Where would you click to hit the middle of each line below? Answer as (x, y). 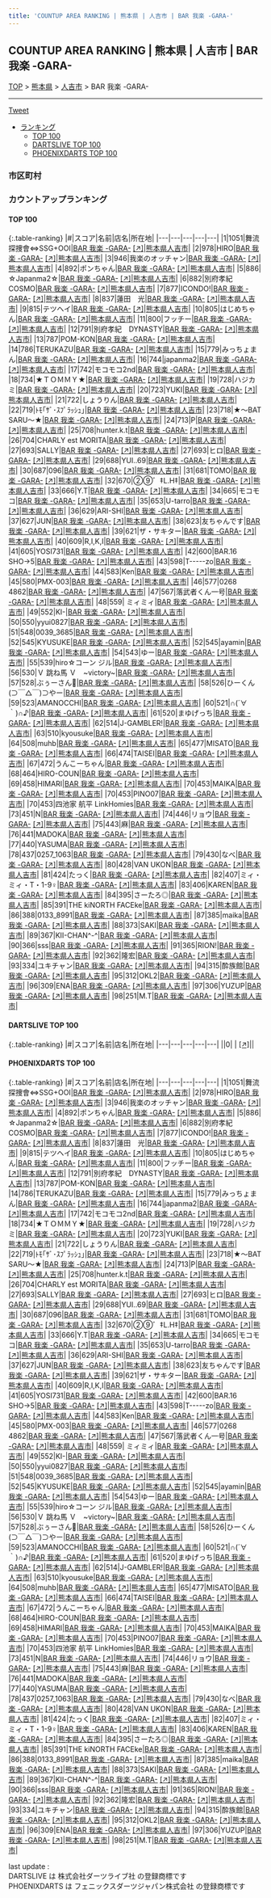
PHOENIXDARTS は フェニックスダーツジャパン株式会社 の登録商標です (127, 1886)
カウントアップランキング (58, 200)
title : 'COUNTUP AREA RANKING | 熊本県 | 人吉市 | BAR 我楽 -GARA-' (121, 16)
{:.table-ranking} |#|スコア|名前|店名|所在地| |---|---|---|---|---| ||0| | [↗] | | (131, 1044)
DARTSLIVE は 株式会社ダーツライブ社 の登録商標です (98, 1875)
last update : (29, 1866)
